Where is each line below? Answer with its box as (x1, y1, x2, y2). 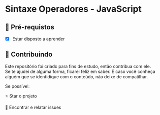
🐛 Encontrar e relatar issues (5, 104, 62, 110)
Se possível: (5, 83, 30, 89)
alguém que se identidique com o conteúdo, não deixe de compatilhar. (5, 73, 148, 79)
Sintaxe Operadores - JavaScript (5, 3, 142, 15)
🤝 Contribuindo (5, 50, 53, 59)
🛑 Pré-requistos (5, 23, 55, 31)
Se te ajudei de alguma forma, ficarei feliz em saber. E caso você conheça (5, 69, 156, 74)
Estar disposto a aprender (12, 36, 65, 42)
